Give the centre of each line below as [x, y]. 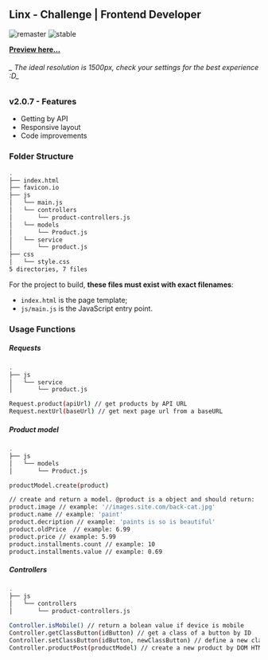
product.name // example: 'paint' [66, 515]
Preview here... [35, 49]
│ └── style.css [39, 262]
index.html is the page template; [74, 300]
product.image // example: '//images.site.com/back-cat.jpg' [113, 507]
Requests [25, 348]
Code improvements [54, 136]
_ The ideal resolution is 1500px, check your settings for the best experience [134, 68]
